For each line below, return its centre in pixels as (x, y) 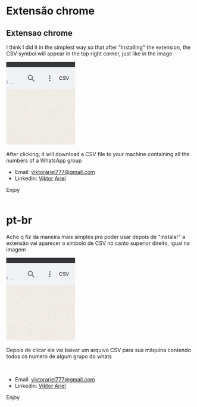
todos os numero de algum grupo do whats (59, 356)
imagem (16, 249)
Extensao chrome (40, 33)
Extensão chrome (51, 11)
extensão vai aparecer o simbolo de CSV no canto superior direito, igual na (98, 243)
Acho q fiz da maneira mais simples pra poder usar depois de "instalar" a (96, 237)
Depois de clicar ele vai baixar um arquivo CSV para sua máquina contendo (99, 350)
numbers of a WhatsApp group (44, 160)
